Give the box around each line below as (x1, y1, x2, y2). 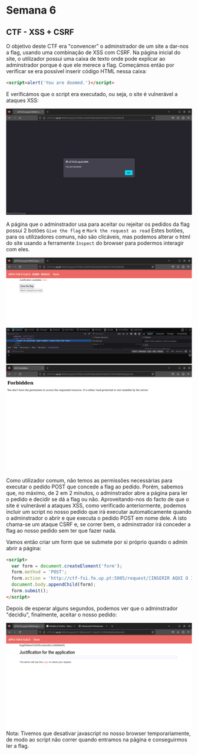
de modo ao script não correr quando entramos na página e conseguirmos (6, 736, 187, 743)
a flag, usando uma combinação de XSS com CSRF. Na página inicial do (6, 49, 181, 56)
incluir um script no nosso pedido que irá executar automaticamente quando (6, 508, 192, 515)
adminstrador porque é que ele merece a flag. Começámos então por (6, 61, 175, 68)
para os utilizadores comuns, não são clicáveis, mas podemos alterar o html (6, 233, 190, 240)
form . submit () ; (11, 588, 49, 594)
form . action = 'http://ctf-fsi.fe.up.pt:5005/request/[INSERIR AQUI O (11, 576, 189, 582)
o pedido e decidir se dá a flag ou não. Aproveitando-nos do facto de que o (6, 495, 190, 503)
